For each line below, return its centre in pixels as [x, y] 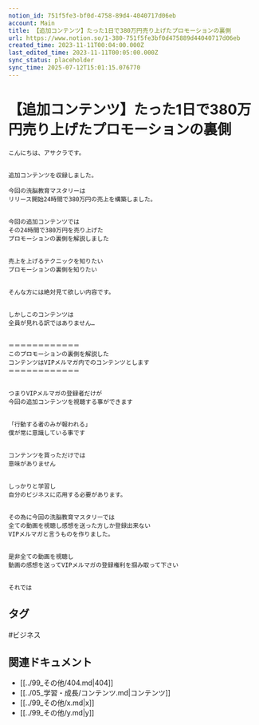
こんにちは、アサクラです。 [47, 153]
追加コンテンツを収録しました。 [53, 175]
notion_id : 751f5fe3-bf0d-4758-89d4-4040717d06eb [92, 16]
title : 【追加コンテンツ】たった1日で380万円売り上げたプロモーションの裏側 [120, 30]
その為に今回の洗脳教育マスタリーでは [62, 517]
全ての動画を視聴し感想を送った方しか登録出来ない [80, 525]
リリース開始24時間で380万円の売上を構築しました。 [82, 199]
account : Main [32, 23]
